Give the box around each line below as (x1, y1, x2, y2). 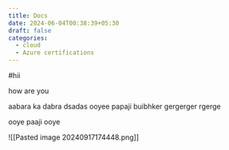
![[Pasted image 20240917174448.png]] (8, 132, 140, 142)
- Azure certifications (15, 49, 94, 57)
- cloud (15, 41, 41, 49)
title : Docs (8, 11, 48, 20)
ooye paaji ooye (8, 117, 61, 126)
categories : (8, 34, 48, 42)
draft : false (8, 26, 52, 34)
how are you (8, 86, 49, 96)
